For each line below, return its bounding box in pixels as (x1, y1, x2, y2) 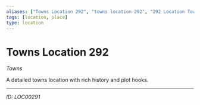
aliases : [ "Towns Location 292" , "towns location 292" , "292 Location (6, 8, 185, 15)
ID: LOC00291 (6, 93, 40, 101)
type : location (6, 20, 44, 26)
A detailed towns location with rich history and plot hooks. (6, 77, 149, 84)
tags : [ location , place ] (6, 14, 68, 20)
